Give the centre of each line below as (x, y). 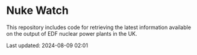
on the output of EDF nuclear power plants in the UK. (72, 33)
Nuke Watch (38, 11)
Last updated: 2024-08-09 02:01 (47, 45)
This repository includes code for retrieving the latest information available (99, 27)
